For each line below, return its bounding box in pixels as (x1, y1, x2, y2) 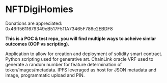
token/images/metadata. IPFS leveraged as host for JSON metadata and (5, 67, 157, 73)
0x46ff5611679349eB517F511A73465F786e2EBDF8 (5, 25, 113, 31)
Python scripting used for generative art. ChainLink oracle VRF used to (5, 56, 154, 62)
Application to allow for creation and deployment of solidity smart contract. (5, 51, 163, 57)
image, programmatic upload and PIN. (5, 72, 85, 78)
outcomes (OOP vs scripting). (5, 40, 70, 47)
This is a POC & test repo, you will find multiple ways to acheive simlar (5, 35, 156, 41)
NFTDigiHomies (5, 4, 74, 15)
